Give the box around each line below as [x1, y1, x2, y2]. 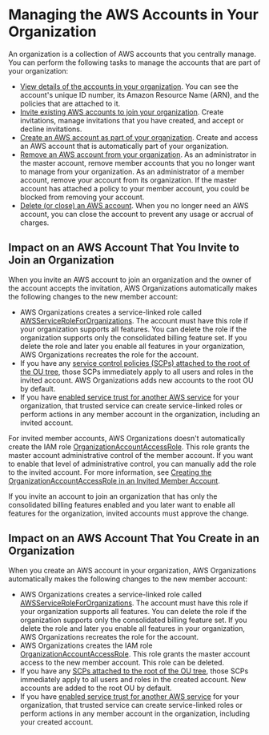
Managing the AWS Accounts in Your [8, 6, 259, 24]
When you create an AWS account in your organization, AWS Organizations [8, 565, 257, 575]
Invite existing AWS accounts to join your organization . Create [19, 106, 224, 117]
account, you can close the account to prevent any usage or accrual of [19, 209, 254, 219]
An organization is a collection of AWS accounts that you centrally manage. [8, 49, 256, 58]
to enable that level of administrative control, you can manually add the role [8, 459, 257, 468]
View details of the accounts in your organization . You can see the [19, 82, 239, 91]
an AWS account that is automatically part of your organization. [19, 141, 229, 151]
